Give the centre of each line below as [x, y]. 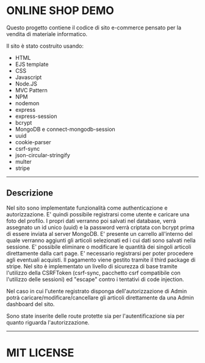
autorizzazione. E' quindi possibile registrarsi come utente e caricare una [98, 214]
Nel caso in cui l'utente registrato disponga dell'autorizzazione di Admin [97, 291]
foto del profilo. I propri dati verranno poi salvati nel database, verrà [91, 221]
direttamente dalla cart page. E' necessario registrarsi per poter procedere [100, 253]
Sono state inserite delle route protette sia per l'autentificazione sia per [95, 316]
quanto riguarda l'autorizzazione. [48, 322]
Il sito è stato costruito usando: [45, 46]
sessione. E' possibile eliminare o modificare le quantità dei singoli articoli [99, 247]
